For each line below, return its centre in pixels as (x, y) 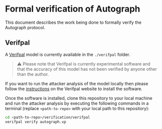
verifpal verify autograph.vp (36, 122)
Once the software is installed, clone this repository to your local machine (79, 98)
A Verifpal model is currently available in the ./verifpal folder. (68, 54)
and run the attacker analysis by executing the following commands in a (77, 103)
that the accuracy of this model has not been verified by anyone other (87, 69)
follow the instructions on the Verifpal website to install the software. (74, 89)
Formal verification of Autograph (73, 9)
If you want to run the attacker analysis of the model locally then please (77, 83)
